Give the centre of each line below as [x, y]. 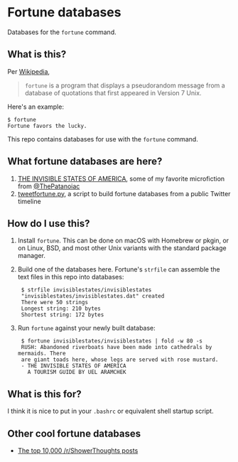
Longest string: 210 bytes [61, 309]
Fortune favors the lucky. [47, 126]
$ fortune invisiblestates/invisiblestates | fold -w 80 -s [112, 341]
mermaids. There [42, 354]
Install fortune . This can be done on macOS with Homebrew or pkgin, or [123, 241]
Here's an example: [36, 107]
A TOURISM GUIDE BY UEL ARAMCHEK [77, 372]
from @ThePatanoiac [49, 186]
